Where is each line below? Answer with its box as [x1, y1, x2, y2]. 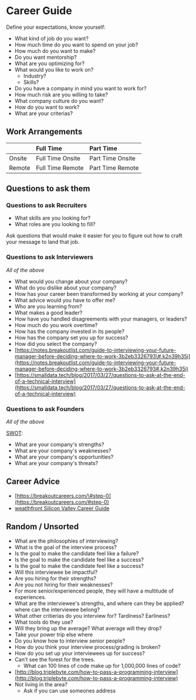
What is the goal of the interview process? [14, 543, 117, 550]
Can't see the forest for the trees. [14, 656, 96, 663]
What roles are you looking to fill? [14, 221, 96, 228]
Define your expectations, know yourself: [6, 23, 106, 31]
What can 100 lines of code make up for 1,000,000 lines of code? [23, 662, 181, 669]
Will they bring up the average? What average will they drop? [14, 624, 163, 632]
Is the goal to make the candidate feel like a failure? [14, 550, 139, 557]
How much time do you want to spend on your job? [14, 41, 138, 48]
